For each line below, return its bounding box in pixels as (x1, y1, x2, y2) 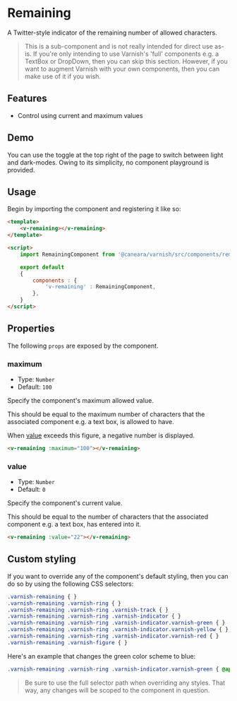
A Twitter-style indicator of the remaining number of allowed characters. (7, 28, 217, 37)
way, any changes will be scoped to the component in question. (24, 685, 210, 694)
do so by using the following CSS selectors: (7, 579, 134, 588)
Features (7, 93, 47, 105)
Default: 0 (17, 485, 46, 494)
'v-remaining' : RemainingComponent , (44, 283, 157, 290)
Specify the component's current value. (7, 499, 123, 507)
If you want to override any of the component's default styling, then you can (7, 572, 229, 580)
